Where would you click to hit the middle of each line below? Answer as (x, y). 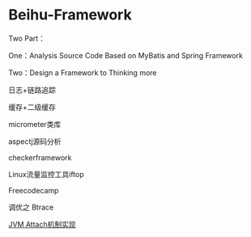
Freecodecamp (34, 190)
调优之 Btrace (31, 207)
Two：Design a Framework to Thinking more (83, 72)
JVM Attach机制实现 (42, 224)
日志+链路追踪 (32, 90)
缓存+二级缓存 (32, 107)
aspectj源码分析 (35, 141)
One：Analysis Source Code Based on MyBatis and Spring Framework (125, 55)
